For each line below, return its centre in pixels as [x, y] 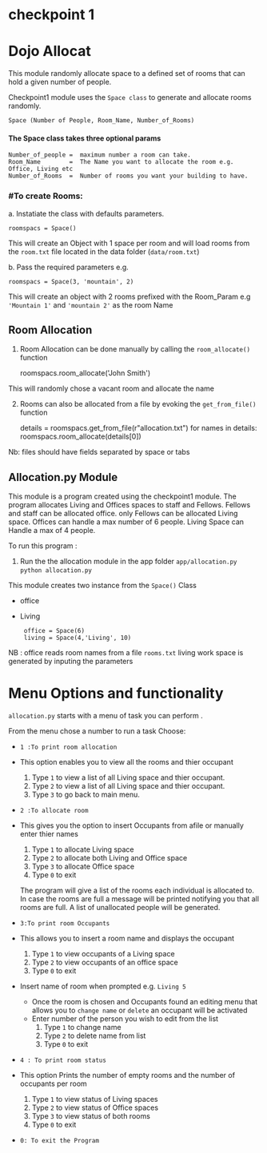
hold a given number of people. [60, 82]
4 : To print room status [63, 1060]
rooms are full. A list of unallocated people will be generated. [120, 908]
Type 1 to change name [82, 1028]
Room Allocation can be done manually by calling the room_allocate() [135, 349]
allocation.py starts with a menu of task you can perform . [106, 716]
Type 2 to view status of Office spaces [95, 1107]
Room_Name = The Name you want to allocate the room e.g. [121, 162]
